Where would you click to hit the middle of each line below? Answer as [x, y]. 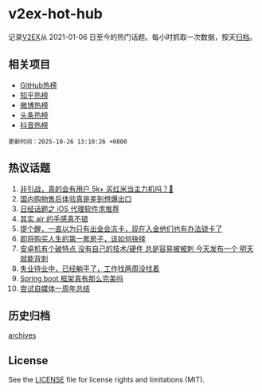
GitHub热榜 [38, 85]
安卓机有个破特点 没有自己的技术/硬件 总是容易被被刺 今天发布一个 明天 [137, 249]
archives [22, 335]
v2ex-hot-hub [56, 14]
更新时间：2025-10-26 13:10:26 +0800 [68, 141]
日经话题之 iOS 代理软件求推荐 [69, 209]
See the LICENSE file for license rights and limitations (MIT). [107, 380]
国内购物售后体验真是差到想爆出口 [76, 198]
